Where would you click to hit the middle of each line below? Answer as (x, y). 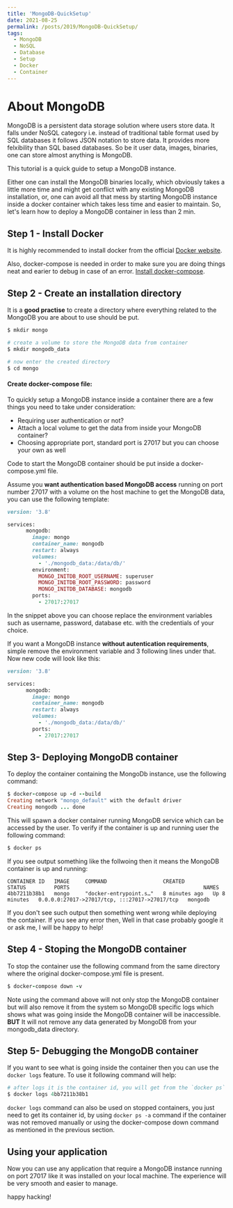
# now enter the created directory (59, 362)
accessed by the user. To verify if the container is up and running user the (113, 828)
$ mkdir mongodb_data (39, 349)
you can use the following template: (58, 499)
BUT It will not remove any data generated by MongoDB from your (102, 1021)
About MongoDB (56, 106)
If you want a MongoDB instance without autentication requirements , (108, 643)
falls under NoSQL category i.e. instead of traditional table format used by (113, 133)
